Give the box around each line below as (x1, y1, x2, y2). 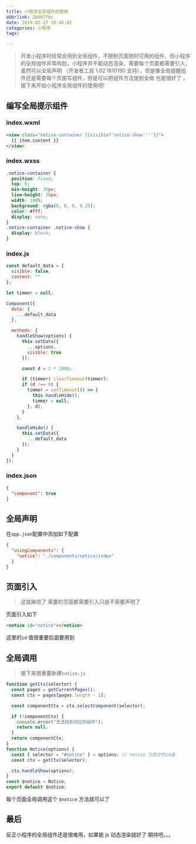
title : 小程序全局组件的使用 (6, 8, 69, 15)
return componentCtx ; (11, 735, 65, 741)
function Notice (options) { (6, 746, 75, 752)
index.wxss (6, 157, 40, 165)
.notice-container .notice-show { (6, 225, 91, 231)
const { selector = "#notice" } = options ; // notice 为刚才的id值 (11, 752, 175, 758)
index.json (6, 471, 37, 480)
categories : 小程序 (6, 25, 51, 31)
